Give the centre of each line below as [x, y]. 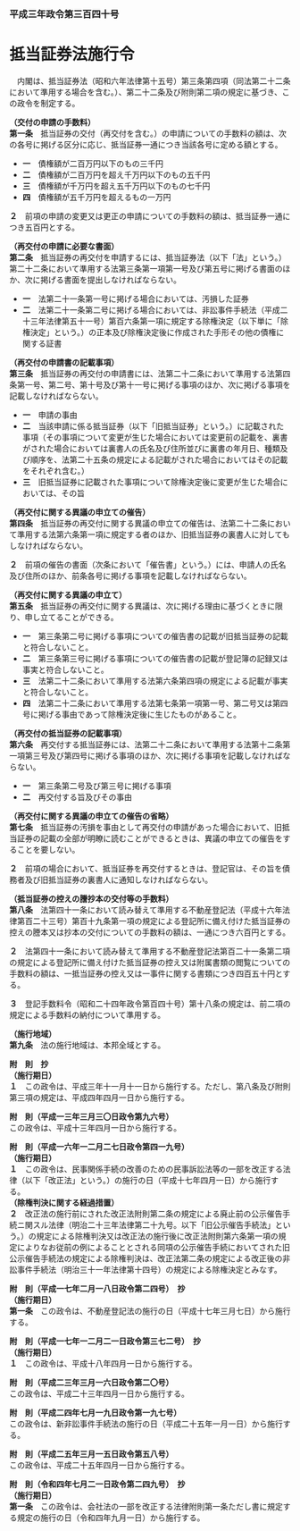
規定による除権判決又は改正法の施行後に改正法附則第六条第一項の [157, 1236]
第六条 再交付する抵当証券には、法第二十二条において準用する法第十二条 [146, 744]
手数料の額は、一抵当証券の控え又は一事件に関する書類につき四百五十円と [146, 973]
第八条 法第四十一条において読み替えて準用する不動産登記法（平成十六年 [146, 910]
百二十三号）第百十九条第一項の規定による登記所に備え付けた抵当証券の [158, 921]
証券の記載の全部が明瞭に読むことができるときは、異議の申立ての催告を [150, 838]
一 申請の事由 [50, 415]
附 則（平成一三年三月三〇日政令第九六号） [92, 1116]
